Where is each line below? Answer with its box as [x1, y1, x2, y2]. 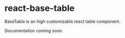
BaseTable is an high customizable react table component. [4, 19, 121, 24]
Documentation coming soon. [4, 28, 63, 33]
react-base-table [4, 3, 75, 14]
